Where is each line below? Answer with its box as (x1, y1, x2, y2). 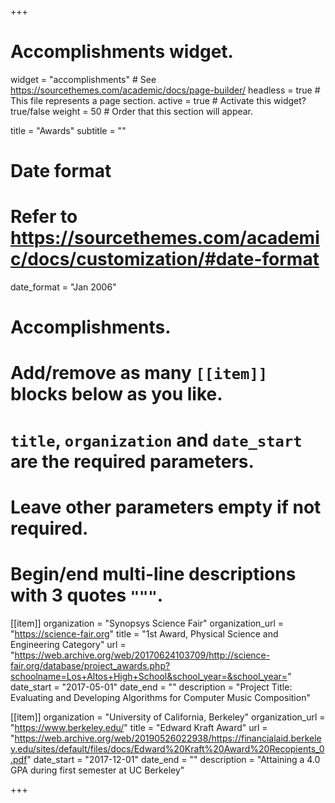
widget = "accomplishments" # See (10, 73, 157, 85)
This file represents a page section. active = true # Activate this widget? (10, 94, 307, 106)
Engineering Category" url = (10, 638, 127, 650)
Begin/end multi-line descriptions (10, 563, 297, 585)
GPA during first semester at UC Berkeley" (10, 764, 185, 776)
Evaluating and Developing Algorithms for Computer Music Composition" (10, 691, 311, 703)
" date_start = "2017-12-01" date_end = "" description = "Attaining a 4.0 (26, 753, 321, 765)
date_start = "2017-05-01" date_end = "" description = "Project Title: (10, 681, 293, 693)
